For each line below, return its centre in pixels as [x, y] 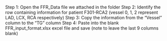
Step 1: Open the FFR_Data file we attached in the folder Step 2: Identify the [83, 7]
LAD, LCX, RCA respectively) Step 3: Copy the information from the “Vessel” [84, 18]
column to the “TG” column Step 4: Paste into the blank [62, 23]
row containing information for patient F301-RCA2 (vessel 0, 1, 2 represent [82, 12]
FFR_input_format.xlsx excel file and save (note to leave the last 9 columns [82, 28]
